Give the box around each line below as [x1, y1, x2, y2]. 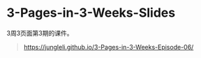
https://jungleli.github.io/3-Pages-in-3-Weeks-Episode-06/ [23, 43, 194, 51]
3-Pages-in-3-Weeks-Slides [6, 5, 176, 21]
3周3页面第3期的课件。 [6, 29, 73, 37]
